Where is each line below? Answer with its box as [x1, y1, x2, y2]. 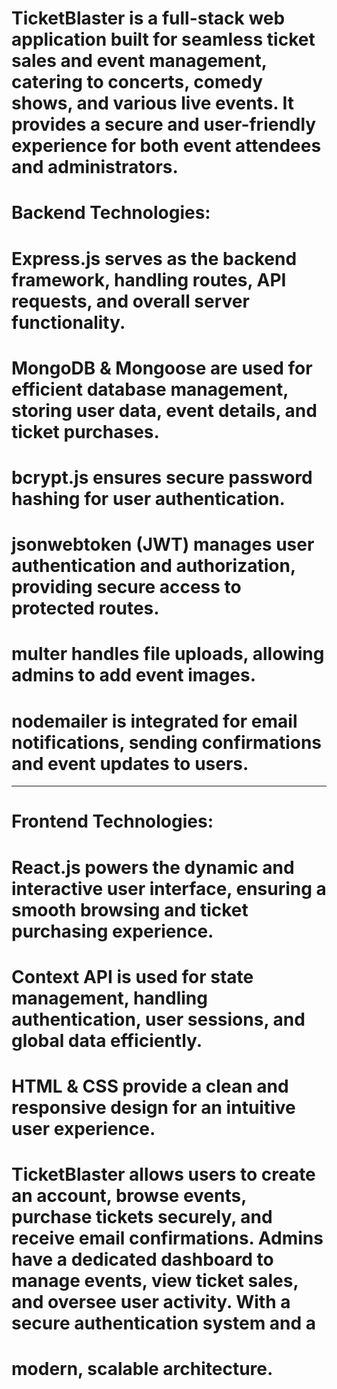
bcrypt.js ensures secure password [11, 466, 313, 489]
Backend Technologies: [11, 202, 211, 224]
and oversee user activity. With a [11, 1291, 291, 1314]
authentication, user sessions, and [11, 1008, 306, 1031]
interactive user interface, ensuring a [11, 877, 327, 900]
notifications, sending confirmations [11, 731, 323, 754]
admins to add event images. [11, 664, 257, 687]
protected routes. [11, 597, 160, 620]
